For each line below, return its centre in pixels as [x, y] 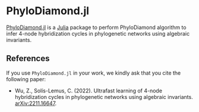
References [28, 58]
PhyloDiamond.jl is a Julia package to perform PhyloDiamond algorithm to [96, 27]
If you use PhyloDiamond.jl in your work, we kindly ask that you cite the [94, 73]
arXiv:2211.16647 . [36, 103]
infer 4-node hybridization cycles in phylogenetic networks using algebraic [98, 33]
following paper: [26, 79]
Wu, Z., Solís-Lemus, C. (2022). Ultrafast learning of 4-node [88, 91]
